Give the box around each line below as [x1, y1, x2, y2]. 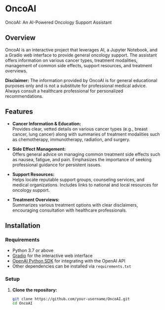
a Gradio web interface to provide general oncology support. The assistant [5, 52, 157, 58]
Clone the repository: [12, 287, 57, 293]
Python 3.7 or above [12, 248, 54, 254]
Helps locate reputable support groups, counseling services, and [12, 177, 145, 182]
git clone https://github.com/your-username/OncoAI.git [12, 296, 130, 302]
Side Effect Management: [12, 146, 66, 152]
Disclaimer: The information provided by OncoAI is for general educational [5, 77, 157, 83]
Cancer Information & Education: [12, 121, 82, 127]
